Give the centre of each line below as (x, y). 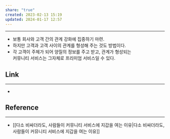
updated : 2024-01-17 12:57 (34, 19)
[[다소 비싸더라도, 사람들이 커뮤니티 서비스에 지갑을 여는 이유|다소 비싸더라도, (89, 125)
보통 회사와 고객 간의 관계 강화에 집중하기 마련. (58, 39)
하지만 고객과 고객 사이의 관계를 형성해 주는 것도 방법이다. (69, 46)
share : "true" (20, 10)
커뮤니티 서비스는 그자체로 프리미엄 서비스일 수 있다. (64, 58)
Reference (22, 107)
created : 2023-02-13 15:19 (34, 15)
